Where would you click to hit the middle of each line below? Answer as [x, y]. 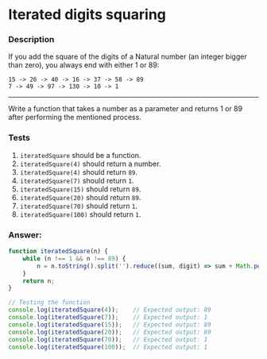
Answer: [25, 234]
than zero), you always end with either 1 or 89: [84, 65]
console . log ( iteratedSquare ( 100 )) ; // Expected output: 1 [108, 347]
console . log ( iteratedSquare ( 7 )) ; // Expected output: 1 [108, 318]
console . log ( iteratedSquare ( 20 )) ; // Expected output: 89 [110, 332]
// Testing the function [49, 303]
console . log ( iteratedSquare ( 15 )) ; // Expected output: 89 [110, 324]
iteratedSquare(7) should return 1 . [77, 180]
